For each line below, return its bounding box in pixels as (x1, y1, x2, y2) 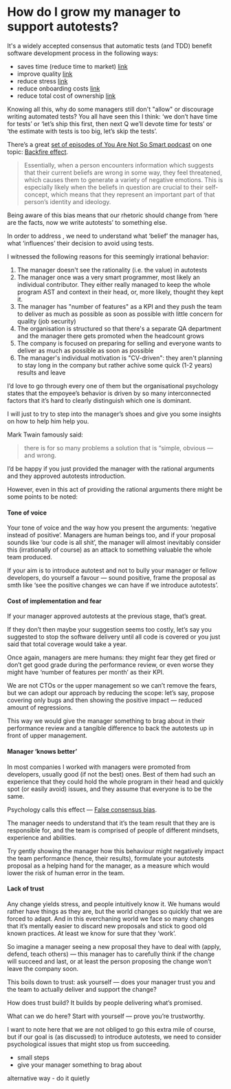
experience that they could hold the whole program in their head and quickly (7, 777, 224, 786)
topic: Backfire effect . (7, 148, 69, 156)
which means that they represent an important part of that (50, 190, 215, 199)
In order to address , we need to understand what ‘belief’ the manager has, (7, 232, 219, 240)
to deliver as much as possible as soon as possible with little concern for (16, 310, 223, 318)
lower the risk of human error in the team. (7, 868, 125, 877)
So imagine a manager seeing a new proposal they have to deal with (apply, (7, 942, 221, 950)
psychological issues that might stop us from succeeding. (7, 1039, 170, 1048)
